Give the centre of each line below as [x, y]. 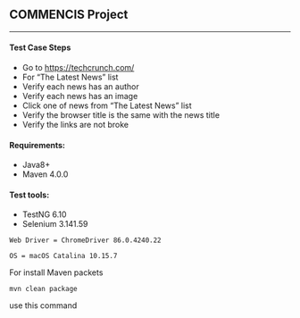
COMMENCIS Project [69, 15]
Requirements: [37, 145]
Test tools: [29, 195]
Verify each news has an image [80, 96]
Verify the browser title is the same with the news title [121, 115]
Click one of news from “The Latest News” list [107, 105]
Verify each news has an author [81, 87]
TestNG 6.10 [44, 214]
